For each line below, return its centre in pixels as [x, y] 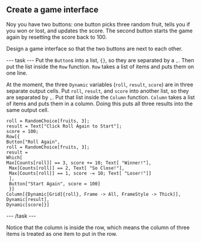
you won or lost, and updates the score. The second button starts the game [100, 31]
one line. [17, 73]
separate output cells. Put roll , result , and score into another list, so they [97, 91]
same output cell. [28, 110]
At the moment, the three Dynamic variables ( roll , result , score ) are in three [100, 84]
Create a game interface [52, 10]
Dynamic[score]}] [28, 205]
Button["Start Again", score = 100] [55, 184]
